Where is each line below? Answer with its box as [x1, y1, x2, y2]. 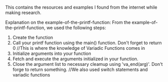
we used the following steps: [46, 25, 106, 31]
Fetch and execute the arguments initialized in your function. [12, 56, 139, 62]
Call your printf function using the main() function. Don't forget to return [12, 40, 162, 46]
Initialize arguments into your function [12, 50, 91, 56]
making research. [5, 10, 42, 16]
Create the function [12, 35, 53, 40]
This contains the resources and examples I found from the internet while [5, 5, 157, 10]
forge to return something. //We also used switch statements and [12, 66, 148, 72]
